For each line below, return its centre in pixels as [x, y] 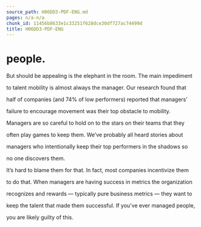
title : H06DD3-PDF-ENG [35, 29]
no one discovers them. [36, 158]
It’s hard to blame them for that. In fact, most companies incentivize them [98, 170]
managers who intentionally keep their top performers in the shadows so [97, 147]
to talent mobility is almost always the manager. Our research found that [96, 88]
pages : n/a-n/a [26, 18]
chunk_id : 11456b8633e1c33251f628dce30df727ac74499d [74, 23]
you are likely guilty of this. [40, 217]
